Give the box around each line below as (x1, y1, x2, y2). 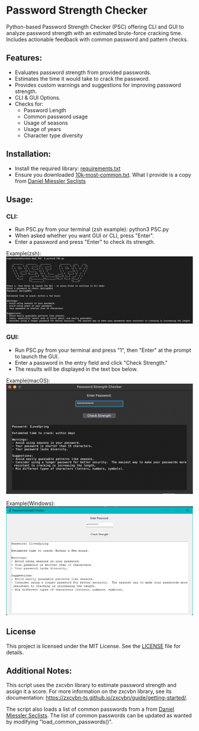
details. (6, 649, 24, 656)
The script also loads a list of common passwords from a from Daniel (6, 705, 175, 713)
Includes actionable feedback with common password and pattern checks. (6, 36, 188, 43)
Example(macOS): (6, 377, 50, 384)
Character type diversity (23, 132, 83, 139)
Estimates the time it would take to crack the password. (14, 75, 150, 82)
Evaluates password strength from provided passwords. (14, 69, 152, 76)
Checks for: (14, 100, 43, 107)
